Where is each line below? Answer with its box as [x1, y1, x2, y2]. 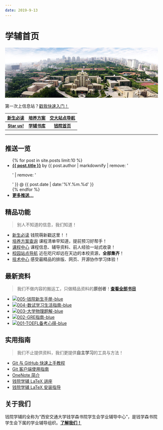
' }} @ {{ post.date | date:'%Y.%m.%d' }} [12, 182, 94, 187]
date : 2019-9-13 [5, 8, 38, 13]
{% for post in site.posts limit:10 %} [12, 158, 83, 164]
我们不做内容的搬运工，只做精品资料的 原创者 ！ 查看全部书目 [16, 285, 136, 291]
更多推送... [12, 192, 34, 198]
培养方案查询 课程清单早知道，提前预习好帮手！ [12, 238, 107, 244]
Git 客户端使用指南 [12, 366, 49, 372]
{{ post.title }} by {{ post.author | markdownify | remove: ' [12, 163, 129, 168]
